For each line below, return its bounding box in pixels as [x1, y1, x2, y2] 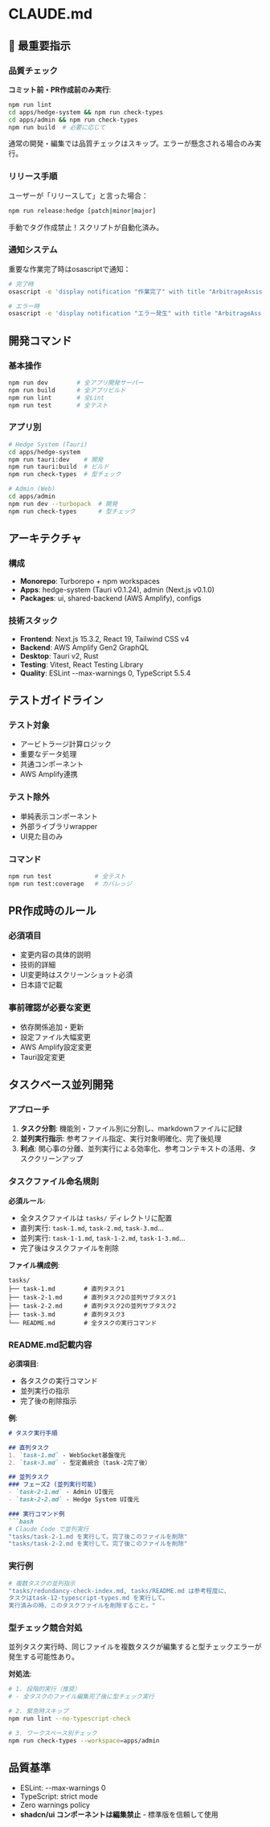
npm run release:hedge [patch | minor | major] [8, 207, 157, 215]
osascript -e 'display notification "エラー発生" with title [8, 310, 211, 318]
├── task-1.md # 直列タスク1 [8, 1284, 125, 1293]
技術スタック [8, 615, 59, 626]
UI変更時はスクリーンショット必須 [19, 970, 133, 979]
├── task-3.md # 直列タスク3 [8, 1310, 125, 1319]
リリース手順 [8, 170, 58, 182]
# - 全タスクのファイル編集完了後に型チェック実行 [8, 1693, 155, 1701]
